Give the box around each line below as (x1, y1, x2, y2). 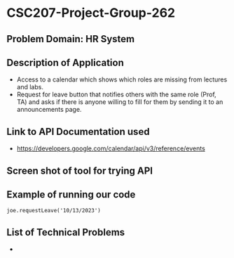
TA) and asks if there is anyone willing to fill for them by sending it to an (16, 98, 223, 106)
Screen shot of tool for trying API (6, 165, 153, 176)
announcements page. (16, 105, 82, 114)
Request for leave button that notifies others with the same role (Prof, (16, 90, 216, 99)
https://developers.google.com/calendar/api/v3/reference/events (16, 144, 206, 153)
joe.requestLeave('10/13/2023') (6, 207, 101, 214)
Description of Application (6, 56, 124, 68)
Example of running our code (6, 188, 136, 200)
